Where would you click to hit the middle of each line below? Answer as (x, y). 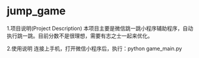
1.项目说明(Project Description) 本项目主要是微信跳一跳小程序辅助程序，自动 (100, 28)
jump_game (36, 11)
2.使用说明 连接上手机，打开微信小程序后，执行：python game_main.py (94, 48)
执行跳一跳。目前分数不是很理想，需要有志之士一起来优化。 (80, 36)
